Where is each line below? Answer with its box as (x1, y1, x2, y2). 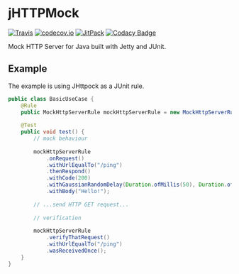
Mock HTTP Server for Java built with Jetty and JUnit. (8, 42, 166, 50)
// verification (33, 214, 82, 221)
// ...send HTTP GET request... (33, 201, 130, 208)
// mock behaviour (33, 135, 88, 142)
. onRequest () (45, 155, 84, 162)
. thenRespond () (45, 168, 91, 175)
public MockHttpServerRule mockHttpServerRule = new (21, 109, 180, 116)
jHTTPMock (8, 5, 80, 21)
